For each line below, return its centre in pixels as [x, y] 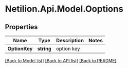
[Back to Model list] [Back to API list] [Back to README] [61, 61]
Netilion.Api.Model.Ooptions [64, 9]
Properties [21, 27]
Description [70, 41]
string [44, 49]
